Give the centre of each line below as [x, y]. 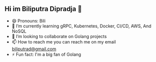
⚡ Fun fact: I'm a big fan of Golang [47, 54]
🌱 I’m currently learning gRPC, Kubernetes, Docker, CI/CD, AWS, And [81, 26]
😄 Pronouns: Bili [29, 21]
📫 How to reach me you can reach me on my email [64, 41]
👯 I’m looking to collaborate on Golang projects [59, 36]
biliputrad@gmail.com [34, 49]
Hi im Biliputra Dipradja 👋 [43, 9]
